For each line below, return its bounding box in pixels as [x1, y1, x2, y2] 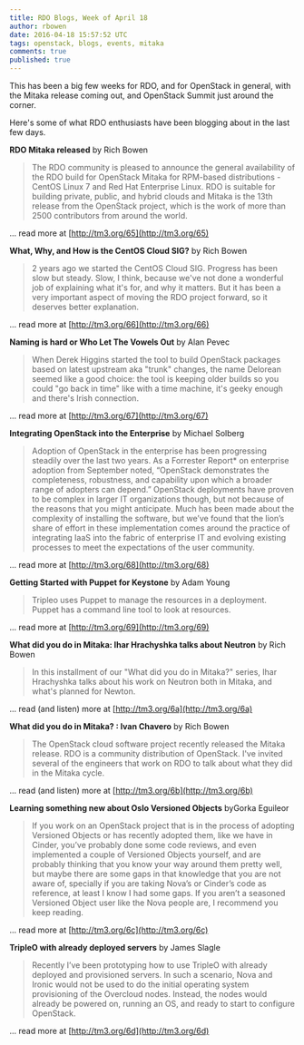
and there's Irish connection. [31, 393, 139, 404]
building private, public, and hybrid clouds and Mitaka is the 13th [31, 191, 274, 201]
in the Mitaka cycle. [31, 767, 105, 778]
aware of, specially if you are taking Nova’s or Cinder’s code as [31, 878, 267, 889]
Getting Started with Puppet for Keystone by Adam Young [9, 577, 230, 588]
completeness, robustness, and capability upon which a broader [31, 474, 273, 485]
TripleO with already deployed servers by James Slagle [9, 942, 221, 952]
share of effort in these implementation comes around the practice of [31, 522, 290, 533]
